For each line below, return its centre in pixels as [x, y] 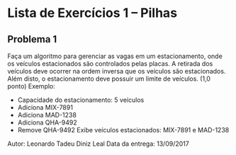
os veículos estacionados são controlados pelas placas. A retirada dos [110, 64]
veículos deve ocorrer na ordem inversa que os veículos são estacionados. [117, 71]
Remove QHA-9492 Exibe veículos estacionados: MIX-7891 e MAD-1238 [123, 130]
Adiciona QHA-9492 [47, 122]
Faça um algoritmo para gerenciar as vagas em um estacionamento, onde [115, 56]
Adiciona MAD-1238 [47, 115]
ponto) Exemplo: [31, 86]
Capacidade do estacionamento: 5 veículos [81, 100]
